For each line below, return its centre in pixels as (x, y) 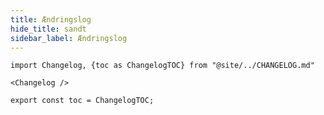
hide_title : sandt (48, 29)
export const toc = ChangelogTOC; (82, 101)
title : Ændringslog (51, 19)
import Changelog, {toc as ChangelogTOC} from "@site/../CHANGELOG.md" (162, 66)
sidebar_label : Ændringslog (69, 38)
